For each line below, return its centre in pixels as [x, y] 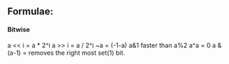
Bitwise [19, 29]
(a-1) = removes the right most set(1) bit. [66, 53]
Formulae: [30, 12]
